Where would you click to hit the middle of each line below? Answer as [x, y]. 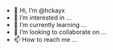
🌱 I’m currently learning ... [50, 25]
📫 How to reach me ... [45, 40]
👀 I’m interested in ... [42, 18]
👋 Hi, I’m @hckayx [39, 10]
